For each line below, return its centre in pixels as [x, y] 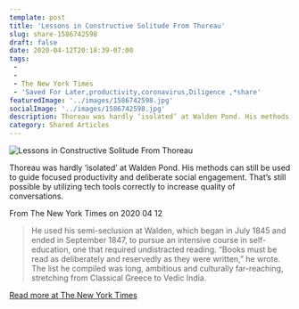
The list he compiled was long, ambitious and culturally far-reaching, [157, 268]
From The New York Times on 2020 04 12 [86, 213]
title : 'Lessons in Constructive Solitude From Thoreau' [117, 26]
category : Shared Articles [59, 126]
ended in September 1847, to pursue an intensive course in [139, 240]
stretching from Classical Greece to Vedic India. [119, 278]
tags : [19, 59]
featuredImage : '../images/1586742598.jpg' [91, 100]
